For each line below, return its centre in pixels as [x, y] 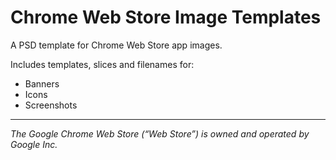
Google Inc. [34, 144]
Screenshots [51, 105]
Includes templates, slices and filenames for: [102, 64]
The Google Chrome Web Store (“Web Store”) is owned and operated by [160, 133]
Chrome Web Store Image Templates [166, 17]
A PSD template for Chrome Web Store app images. [116, 45]
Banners [42, 83]
